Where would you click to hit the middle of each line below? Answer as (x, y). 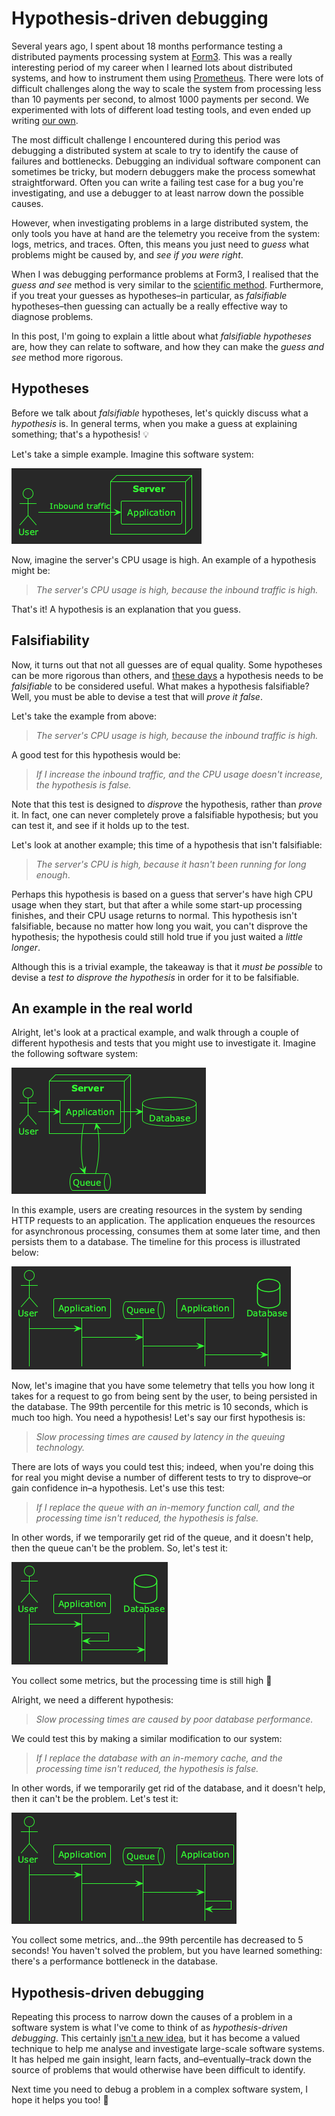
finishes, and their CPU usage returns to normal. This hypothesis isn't (154, 915)
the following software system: (74, 1054)
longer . (26, 947)
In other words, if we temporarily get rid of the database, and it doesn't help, (168, 1788)
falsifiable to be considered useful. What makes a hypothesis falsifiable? (160, 686)
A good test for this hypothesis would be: (96, 754)
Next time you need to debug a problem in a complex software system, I (159, 2089)
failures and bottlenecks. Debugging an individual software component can (166, 161)
